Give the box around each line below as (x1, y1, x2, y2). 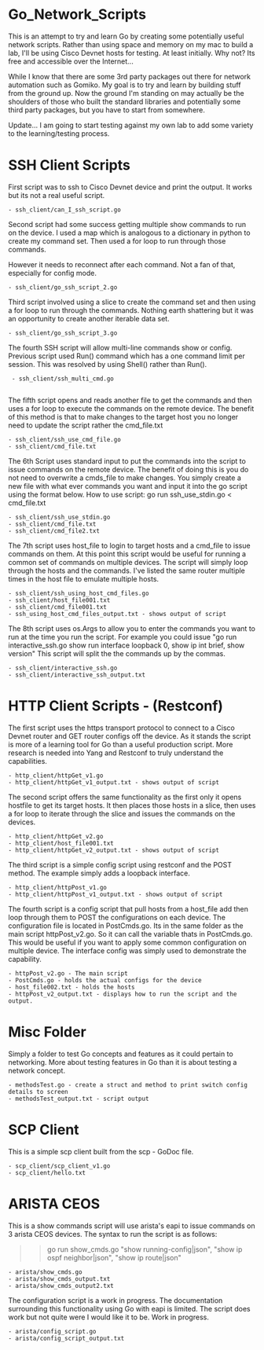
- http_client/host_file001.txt (8, 839, 114, 847)
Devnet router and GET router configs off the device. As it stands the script (8, 731, 251, 740)
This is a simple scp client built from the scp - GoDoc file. (8, 1146, 194, 1156)
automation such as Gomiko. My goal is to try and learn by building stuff (8, 80, 241, 90)
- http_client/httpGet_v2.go (8, 832, 104, 840)
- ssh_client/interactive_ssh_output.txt (8, 670, 146, 679)
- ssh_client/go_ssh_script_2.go (8, 283, 118, 292)
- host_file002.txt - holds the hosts (8, 983, 135, 991)
